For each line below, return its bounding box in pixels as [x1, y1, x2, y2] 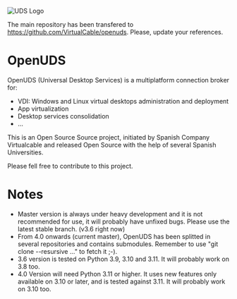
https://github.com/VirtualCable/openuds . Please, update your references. [7, 28, 224, 36]
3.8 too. [17, 262, 40, 271]
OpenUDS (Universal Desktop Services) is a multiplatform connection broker [7, 75, 230, 84]
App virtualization [17, 104, 69, 113]
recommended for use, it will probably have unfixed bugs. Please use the [17, 217, 230, 226]
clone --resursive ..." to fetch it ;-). [17, 247, 118, 255]
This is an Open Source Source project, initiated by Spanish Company [7, 133, 210, 141]
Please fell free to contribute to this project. [7, 161, 133, 170]
